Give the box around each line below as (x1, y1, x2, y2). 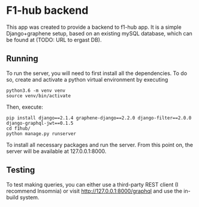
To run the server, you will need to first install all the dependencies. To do (6, 70, 188, 77)
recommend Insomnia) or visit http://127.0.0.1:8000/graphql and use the (6, 187, 183, 194)
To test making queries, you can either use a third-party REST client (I (6, 181, 179, 188)
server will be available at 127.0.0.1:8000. (6, 148, 107, 155)
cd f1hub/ (6, 125, 31, 131)
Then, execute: (6, 103, 43, 110)
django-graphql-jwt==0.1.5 (6, 120, 74, 126)
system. (20, 193, 40, 201)
